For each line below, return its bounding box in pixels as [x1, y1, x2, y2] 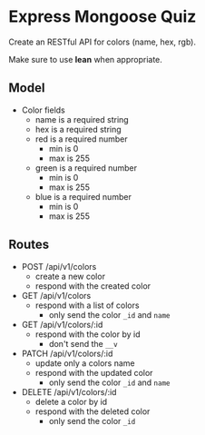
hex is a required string [34, 124, 122, 134]
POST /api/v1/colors [21, 261, 97, 272]
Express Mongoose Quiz [8, 6, 197, 27]
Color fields [21, 104, 65, 115]
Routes [8, 237, 50, 252]
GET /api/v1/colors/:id [21, 319, 103, 330]
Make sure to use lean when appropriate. [8, 54, 162, 64]
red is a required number [34, 133, 128, 144]
